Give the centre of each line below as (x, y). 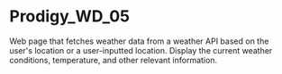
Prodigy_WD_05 (70, 16)
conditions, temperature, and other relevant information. (114, 60)
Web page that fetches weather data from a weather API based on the (139, 41)
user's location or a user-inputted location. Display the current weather (141, 50)
